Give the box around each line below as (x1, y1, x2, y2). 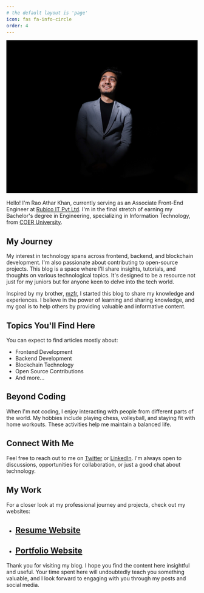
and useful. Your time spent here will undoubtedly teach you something (6, 568, 185, 575)
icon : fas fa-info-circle (6, 16, 72, 22)
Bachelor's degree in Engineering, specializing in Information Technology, (6, 212, 191, 220)
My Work (6, 485, 42, 495)
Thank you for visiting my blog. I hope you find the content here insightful (6, 561, 190, 569)
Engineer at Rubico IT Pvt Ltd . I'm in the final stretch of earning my (6, 206, 173, 213)
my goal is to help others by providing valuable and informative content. (6, 303, 186, 310)
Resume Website (15, 525, 81, 535)
